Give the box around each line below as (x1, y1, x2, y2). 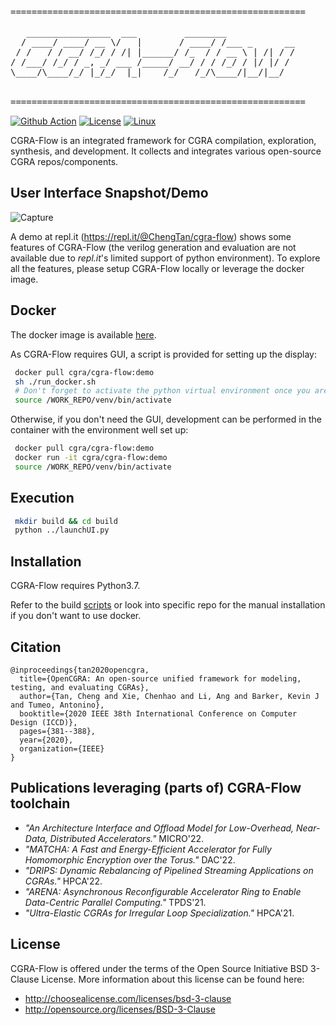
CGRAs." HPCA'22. (24, 875, 103, 887)
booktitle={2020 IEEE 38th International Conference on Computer (19, 708, 298, 719)
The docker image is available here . (10, 328, 157, 341)
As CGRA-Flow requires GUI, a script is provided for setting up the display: (10, 348, 317, 360)
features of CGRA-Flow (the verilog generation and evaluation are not (10, 241, 297, 253)
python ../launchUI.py (14, 525, 110, 536)
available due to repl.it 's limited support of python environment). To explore (10, 252, 321, 264)
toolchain (10, 795, 71, 812)
